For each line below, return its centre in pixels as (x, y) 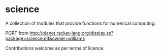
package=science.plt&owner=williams (45, 38)
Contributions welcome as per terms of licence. (55, 48)
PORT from (17, 33)
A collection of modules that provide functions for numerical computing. (80, 23)
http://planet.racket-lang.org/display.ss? (72, 33)
